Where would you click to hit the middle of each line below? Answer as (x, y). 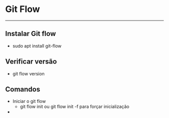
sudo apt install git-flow (37, 45)
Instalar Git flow (31, 34)
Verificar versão (31, 62)
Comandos (23, 89)
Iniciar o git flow (29, 101)
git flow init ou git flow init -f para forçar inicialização (75, 106)
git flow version (28, 73)
